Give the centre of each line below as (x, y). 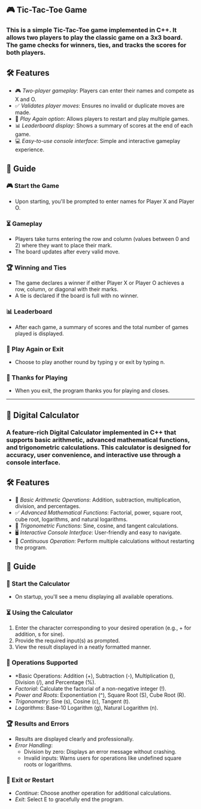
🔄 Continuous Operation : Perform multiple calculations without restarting (104, 541)
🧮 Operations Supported (42, 662)
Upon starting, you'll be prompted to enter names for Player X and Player (104, 201)
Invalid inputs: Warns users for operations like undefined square (103, 758)
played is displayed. (39, 333)
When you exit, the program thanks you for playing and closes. (92, 391)
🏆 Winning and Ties (36, 268)
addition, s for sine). (39, 634)
